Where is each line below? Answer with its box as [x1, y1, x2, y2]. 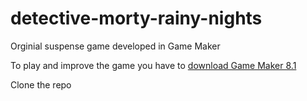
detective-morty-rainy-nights [10, 7, 263, 30]
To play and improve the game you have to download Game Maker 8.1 [10, 59, 297, 71]
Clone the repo [10, 78, 72, 91]
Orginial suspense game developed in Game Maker [10, 40, 221, 52]
